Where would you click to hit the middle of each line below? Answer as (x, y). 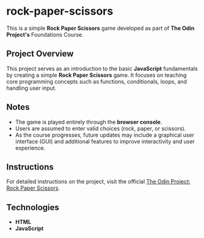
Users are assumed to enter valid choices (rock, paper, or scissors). (100, 128)
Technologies (33, 207)
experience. (30, 148)
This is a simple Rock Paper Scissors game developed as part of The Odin (100, 28)
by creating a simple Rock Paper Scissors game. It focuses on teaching (97, 75)
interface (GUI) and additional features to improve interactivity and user (105, 141)
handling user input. (31, 88)
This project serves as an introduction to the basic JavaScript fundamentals (102, 68)
